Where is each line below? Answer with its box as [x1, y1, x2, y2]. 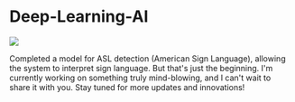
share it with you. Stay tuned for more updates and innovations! [9, 81, 245, 92]
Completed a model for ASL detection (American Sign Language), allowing [9, 52, 286, 64]
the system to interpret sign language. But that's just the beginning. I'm [9, 62, 273, 73]
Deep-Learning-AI [9, 6, 149, 27]
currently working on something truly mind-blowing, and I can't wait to [9, 72, 272, 83]
